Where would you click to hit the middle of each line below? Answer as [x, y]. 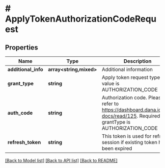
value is [110, 84]
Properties [22, 47]
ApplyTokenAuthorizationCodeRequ [81, 19]
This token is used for [126, 136]
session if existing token [129, 142]
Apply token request [125, 77]
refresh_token [24, 142]
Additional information [127, 69]
